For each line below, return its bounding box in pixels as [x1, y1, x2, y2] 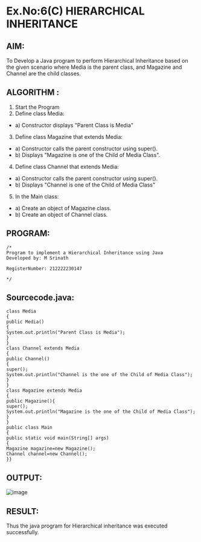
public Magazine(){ [6, 398, 56, 404]
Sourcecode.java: [6, 293, 74, 303]
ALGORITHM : [6, 88, 59, 98]
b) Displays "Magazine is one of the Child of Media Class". [14, 151, 161, 158]
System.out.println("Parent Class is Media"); [6, 330, 126, 336]
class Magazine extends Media [6, 387, 83, 394]
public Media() [6, 319, 45, 325]
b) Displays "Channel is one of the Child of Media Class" [14, 181, 156, 188]
